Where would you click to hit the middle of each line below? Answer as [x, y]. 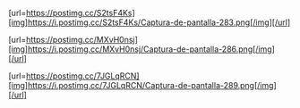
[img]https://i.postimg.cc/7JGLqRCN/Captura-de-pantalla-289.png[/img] [142, 85]
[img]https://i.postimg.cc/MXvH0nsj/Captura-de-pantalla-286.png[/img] [141, 49]
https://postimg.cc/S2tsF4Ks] [80, 13]
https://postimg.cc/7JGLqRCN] [82, 76]
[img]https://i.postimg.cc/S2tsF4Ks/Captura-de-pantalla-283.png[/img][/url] [150, 22]
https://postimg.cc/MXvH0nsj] [81, 40]
